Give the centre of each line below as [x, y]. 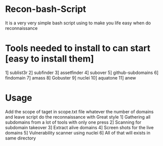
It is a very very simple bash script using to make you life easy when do [78, 23]
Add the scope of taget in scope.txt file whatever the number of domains [79, 111]
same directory [21, 138]
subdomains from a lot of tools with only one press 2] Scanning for [73, 122]
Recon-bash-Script [46, 9]
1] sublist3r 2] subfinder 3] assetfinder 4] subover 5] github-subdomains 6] [82, 73]
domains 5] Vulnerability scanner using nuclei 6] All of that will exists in [78, 133]
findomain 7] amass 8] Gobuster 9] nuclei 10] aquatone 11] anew [71, 77]
